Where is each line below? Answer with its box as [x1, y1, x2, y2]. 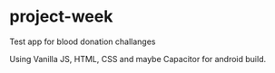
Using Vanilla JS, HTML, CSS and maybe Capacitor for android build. [9, 53, 267, 64]
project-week [9, 6, 113, 27]
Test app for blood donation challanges [9, 36, 156, 47]
